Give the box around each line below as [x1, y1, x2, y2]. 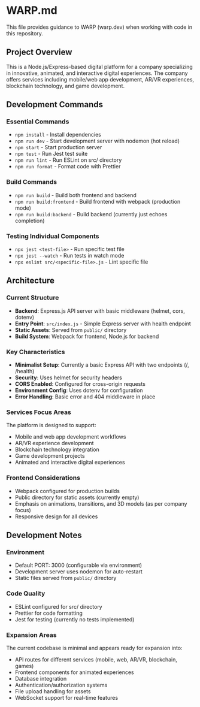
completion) [14, 217, 45, 224]
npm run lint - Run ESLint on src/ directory [14, 156, 122, 164]
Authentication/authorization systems [14, 681, 108, 688]
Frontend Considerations [6, 474, 81, 482]
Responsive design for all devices [14, 513, 98, 520]
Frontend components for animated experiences [14, 669, 134, 676]
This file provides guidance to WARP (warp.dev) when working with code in [6, 23, 193, 31]
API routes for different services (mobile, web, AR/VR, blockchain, [14, 655, 178, 663]
